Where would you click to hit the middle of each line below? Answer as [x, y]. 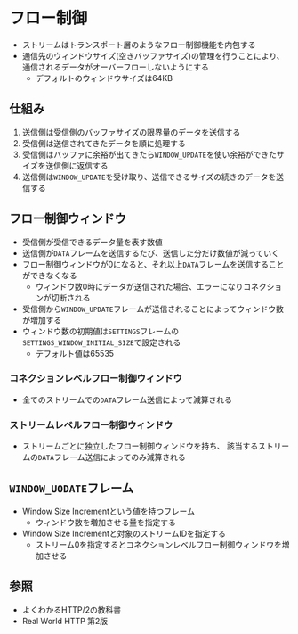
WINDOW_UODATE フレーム [72, 488]
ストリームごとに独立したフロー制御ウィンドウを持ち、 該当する [140, 446]
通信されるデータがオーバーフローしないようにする [115, 67]
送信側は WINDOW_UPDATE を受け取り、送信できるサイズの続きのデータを [149, 177]
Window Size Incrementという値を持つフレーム [109, 511]
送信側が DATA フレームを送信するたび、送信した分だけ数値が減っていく [151, 253]
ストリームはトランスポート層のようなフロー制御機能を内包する [139, 45]
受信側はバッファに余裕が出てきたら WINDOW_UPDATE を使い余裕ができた [149, 154]
